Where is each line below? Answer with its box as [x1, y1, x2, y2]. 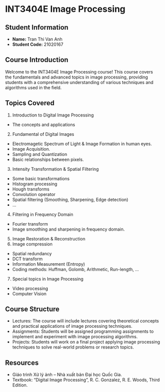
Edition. [12, 382, 28, 388]
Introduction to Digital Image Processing [12, 112, 94, 118]
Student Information [5, 23, 69, 32]
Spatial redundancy [12, 250, 52, 256]
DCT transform [12, 256, 43, 262]
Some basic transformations [12, 175, 70, 181]
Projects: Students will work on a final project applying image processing [12, 339, 160, 345]
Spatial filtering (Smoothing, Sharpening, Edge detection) [12, 196, 129, 202]
